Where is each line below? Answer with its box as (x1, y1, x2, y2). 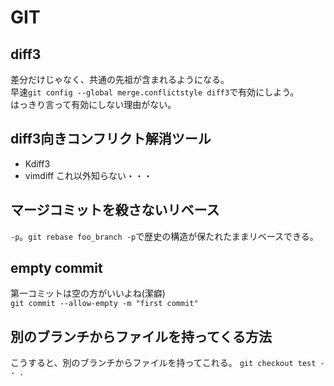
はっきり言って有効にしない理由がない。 (10, 99, 177, 110)
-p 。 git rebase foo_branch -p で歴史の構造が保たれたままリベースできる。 (10, 230, 319, 242)
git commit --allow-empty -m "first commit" (10, 299, 199, 309)
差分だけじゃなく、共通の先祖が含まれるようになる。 (10, 74, 230, 85)
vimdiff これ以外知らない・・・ (24, 169, 153, 181)
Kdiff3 (24, 157, 51, 170)
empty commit (10, 260, 103, 277)
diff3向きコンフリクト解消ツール (10, 131, 212, 148)
